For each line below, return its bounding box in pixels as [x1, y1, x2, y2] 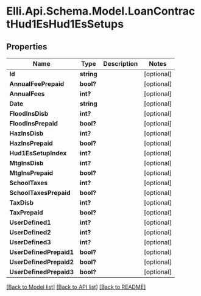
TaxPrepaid [9, 208, 44, 217]
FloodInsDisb [9, 110, 49, 118]
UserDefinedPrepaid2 [9, 258, 74, 266]
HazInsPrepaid [9, 139, 53, 147]
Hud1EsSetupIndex [9, 149, 67, 157]
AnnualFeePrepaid [9, 80, 65, 88]
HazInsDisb [9, 129, 44, 138]
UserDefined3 [9, 238, 51, 246]
